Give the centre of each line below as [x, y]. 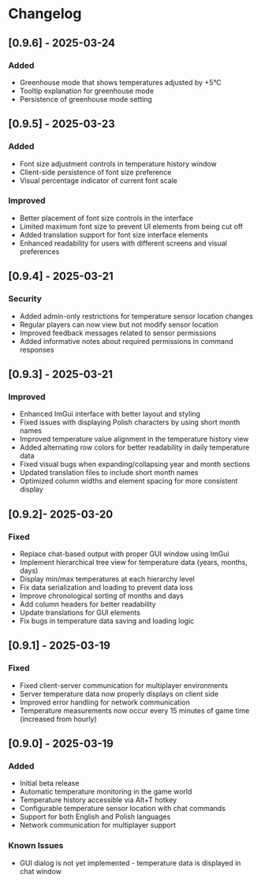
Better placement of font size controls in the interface [106, 218]
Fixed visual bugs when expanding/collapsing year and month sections [135, 464]
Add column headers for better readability [88, 604]
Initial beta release [49, 783]
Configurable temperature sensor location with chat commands [123, 809]
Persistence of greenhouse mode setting [86, 99]
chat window [40, 871]
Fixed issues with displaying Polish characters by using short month [130, 422]
